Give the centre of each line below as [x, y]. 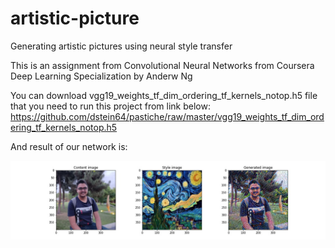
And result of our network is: [69, 146]
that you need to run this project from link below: [110, 106]
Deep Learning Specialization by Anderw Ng [101, 76]
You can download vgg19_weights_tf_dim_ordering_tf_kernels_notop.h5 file [164, 95]
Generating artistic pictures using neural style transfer [121, 46]
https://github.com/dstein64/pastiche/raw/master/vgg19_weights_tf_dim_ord [167, 116]
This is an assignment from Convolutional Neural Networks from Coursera [162, 65]
